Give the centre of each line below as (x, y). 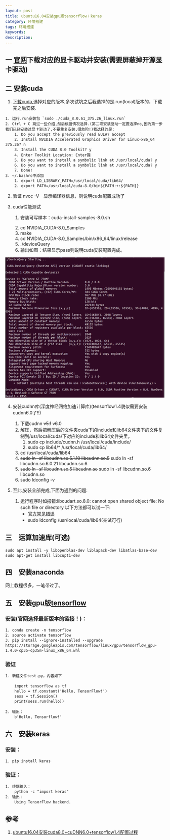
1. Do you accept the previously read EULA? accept (70, 135)
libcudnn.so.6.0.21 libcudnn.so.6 (54, 463)
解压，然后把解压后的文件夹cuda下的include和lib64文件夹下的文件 (89, 430)
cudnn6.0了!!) (27, 412)
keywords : (16, 32)
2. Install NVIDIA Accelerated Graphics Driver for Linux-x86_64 (85, 140)
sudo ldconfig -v (37, 479)
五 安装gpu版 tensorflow (46, 603)
